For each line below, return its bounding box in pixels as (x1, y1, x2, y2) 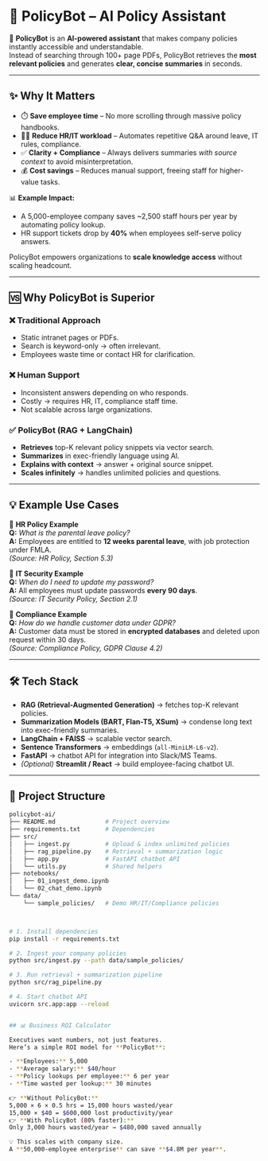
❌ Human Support (9, 370, 80, 381)
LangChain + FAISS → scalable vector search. (20, 733, 173, 743)
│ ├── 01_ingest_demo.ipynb (9, 877, 110, 885)
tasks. (40, 177, 60, 186)
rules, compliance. (20, 139, 82, 149)
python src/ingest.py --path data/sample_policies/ (9, 957, 184, 965)
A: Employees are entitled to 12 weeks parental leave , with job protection (9, 536, 250, 546)
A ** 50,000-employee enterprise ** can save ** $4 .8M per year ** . (9, 1145, 227, 1154)
